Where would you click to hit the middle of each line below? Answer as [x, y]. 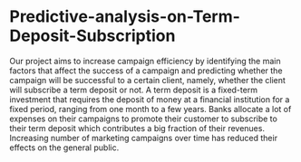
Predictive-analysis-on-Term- [125, 17]
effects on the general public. [64, 148]
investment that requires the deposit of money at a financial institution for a [150, 99]
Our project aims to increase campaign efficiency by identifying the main [145, 61]
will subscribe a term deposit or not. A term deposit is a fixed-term [134, 90]
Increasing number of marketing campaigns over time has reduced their [144, 138]
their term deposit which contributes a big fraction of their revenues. [137, 128]
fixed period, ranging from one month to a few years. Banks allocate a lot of [150, 109]
